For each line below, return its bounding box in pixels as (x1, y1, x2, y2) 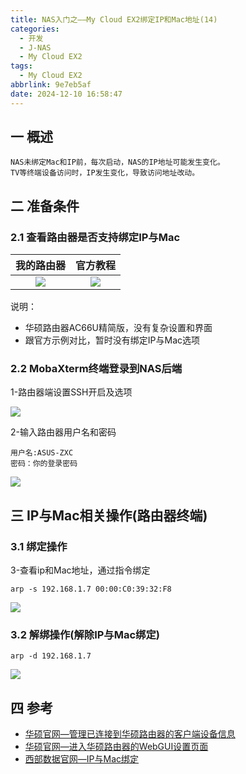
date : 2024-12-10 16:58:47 (10, 89, 123, 99)
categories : (10, 24, 60, 34)
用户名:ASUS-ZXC (10, 448, 74, 458)
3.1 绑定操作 (10, 539, 68, 553)
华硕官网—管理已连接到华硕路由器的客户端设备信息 (24, 728, 236, 740)
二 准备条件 (10, 197, 80, 215)
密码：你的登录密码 (10, 459, 78, 469)
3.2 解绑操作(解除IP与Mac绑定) (10, 628, 160, 642)
